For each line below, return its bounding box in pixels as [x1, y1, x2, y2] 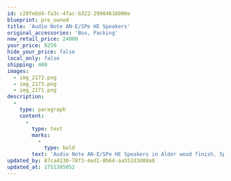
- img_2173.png [13, 81, 57, 87]
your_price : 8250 [7, 42, 57, 49]
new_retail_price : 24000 [7, 36, 78, 43]
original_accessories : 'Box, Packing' [7, 29, 118, 36]
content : [19, 112, 45, 119]
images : [7, 67, 30, 74]
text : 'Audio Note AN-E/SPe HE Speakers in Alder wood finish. [32, 151, 217, 158]
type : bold [43, 145, 76, 151]
